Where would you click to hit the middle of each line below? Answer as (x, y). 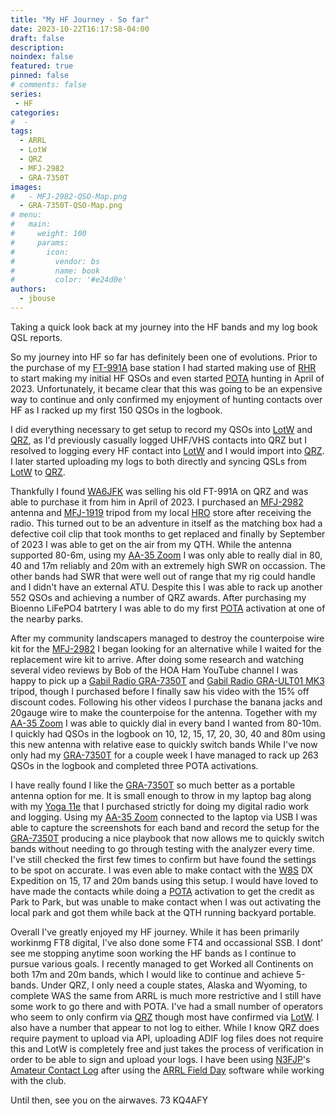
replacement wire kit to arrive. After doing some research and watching (157, 659)
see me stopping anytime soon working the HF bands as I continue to (153, 953)
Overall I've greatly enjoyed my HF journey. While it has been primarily (155, 932)
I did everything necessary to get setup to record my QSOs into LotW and (161, 429)
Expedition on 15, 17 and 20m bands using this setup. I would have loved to (164, 880)
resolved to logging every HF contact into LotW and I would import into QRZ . (167, 450)
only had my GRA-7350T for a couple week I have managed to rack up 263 (164, 755)
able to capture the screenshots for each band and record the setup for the (165, 827)
